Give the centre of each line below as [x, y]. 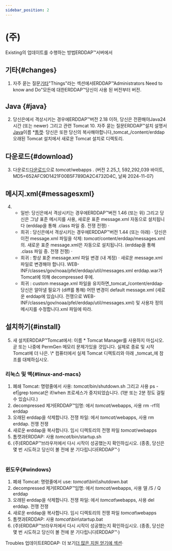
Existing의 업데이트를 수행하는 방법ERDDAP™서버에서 [59, 52]
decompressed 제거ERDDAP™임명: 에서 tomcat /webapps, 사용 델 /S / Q [87, 488]
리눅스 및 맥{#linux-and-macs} [43, 374]
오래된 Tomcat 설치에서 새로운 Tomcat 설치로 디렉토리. [68, 139]
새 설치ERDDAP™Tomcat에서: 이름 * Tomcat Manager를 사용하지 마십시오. [88, 340]
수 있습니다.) [25, 399]
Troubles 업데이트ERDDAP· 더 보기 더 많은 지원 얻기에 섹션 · [64, 543]
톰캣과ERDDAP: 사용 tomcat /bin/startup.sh [57, 436]
